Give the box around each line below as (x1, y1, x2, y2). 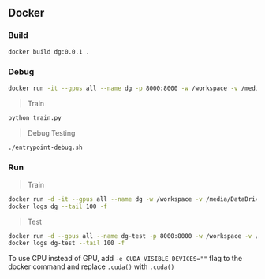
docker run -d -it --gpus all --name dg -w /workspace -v (8, 195, 203, 203)
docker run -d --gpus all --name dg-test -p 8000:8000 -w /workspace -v (8, 232, 252, 240)
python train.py (8, 113, 62, 121)
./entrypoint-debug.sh (8, 143, 83, 151)
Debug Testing (27, 128, 76, 137)
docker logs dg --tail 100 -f (8, 203, 108, 210)
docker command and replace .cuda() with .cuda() (8, 262, 175, 271)
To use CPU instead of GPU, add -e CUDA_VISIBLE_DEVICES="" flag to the (8, 254, 243, 263)
